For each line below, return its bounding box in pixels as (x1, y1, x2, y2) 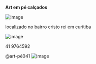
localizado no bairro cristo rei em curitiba (5, 24, 91, 30)
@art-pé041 (5, 53, 30, 59)
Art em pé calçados (5, 5, 47, 10)
